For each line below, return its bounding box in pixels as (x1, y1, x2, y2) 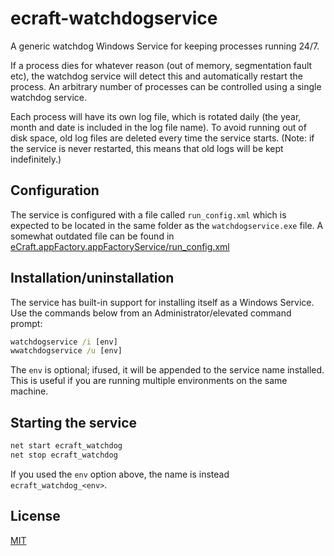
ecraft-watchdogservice (10, 7, 218, 30)
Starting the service (10, 414, 137, 431)
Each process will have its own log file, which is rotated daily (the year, (10, 110, 302, 122)
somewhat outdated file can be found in (10, 230, 175, 242)
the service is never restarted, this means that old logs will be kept (10, 142, 284, 154)
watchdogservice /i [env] (10, 337, 118, 347)
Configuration (10, 182, 100, 199)
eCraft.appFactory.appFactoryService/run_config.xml (10, 240, 230, 252)
